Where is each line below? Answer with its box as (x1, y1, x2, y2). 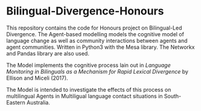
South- (164, 92, 182, 100)
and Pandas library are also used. (6, 49, 89, 57)
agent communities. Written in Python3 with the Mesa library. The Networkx (6, 43, 195, 51)
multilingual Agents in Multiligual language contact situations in (6, 92, 163, 100)
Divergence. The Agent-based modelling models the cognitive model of (6, 30, 184, 37)
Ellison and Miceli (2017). (6, 74, 68, 81)
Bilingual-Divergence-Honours (6, 4, 164, 18)
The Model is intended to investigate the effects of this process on (6, 86, 171, 93)
